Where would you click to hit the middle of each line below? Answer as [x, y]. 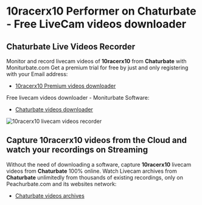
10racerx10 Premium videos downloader [65, 86]
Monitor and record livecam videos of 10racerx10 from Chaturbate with [96, 61]
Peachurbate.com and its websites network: [61, 184]
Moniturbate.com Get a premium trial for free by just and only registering [97, 68]
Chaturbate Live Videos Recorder [71, 47]
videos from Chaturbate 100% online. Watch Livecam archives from [92, 171]
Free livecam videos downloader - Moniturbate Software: [78, 98]
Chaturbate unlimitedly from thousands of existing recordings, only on [95, 177]
